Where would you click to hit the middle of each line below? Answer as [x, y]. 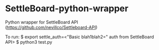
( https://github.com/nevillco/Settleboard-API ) [51, 27]
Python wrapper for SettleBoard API [42, 22]
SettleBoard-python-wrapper [67, 9]
